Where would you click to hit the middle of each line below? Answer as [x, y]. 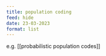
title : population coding [39, 12]
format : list [23, 29]
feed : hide [20, 18]
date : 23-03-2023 [28, 23]
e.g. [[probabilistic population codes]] [53, 46]
